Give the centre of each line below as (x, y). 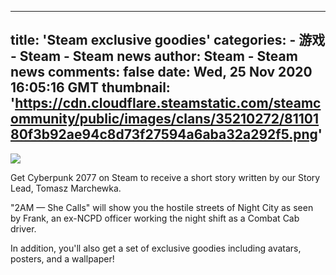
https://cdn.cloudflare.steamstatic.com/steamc (168, 103)
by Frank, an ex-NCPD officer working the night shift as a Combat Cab (155, 218)
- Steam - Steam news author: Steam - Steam (154, 56)
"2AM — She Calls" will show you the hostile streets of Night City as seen (162, 207)
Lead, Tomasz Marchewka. (66, 188)
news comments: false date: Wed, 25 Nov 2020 (161, 72)
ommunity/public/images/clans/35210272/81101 (165, 119)
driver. (23, 228)
